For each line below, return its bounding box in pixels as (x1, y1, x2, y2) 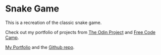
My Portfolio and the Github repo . (5, 44, 75, 50)
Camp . (5, 34, 19, 40)
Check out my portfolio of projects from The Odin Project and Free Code (5, 29, 155, 35)
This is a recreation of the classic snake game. (5, 19, 102, 25)
